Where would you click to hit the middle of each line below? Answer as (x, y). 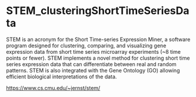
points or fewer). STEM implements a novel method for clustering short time (98, 58)
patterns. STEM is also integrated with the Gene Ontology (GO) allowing (93, 70)
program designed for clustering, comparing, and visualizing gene (86, 46)
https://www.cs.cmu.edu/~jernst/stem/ (53, 88)
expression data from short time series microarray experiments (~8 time (94, 51)
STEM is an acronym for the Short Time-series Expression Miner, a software (98, 39)
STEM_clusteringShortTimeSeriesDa (98, 11)
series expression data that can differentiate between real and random (91, 64)
